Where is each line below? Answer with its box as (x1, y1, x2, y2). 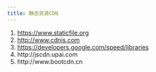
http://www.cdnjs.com (16, 35, 80, 44)
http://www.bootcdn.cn (16, 57, 83, 65)
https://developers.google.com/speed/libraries (16, 43, 149, 51)
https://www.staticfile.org (16, 29, 89, 37)
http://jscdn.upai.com (16, 50, 78, 58)
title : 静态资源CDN (7, 10, 59, 17)
